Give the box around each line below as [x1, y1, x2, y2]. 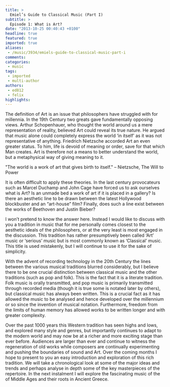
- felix [7, 92, 24, 98]
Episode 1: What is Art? [10, 21, 62, 27]
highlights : [5, 97, 30, 102]
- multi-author [7, 78, 40, 83]
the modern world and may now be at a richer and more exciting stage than [5, 333, 163, 339]
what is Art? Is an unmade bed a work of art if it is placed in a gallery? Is [5, 190, 156, 196]
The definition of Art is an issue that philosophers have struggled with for [5, 111, 158, 117]
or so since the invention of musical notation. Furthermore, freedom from [5, 302, 158, 308]
